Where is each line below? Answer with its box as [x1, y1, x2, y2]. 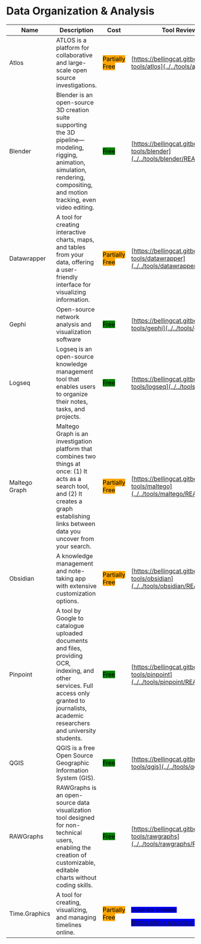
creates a [56, 497, 83, 505]
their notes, [56, 397, 88, 405]
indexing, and [56, 666, 95, 675]
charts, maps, [56, 235, 95, 243]
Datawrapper [9, 254, 46, 262]
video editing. [56, 203, 95, 211]
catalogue [56, 621, 85, 630]
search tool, [56, 482, 90, 490]
